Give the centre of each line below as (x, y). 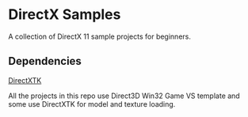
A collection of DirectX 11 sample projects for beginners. (100, 36)
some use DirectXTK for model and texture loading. (92, 104)
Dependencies (45, 61)
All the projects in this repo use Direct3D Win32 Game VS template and (124, 96)
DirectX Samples (65, 15)
